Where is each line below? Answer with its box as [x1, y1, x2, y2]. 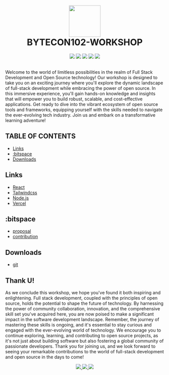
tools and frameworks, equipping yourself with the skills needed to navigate [5, 106, 163, 113]
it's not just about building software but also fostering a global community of [5, 338, 164, 344]
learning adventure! [5, 117, 46, 123]
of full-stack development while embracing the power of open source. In [5, 85, 156, 91]
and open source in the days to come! [5, 354, 84, 360]
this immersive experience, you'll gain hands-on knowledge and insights [5, 90, 155, 96]
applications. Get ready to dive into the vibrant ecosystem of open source [5, 101, 158, 107]
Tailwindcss [12, 189, 37, 195]
